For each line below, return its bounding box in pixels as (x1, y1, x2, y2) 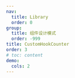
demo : (6, 57, 19, 63)
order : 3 (6, 47, 28, 53)
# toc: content (6, 52, 43, 58)
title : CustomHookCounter (6, 42, 69, 48)
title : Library (11, 14, 49, 20)
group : (6, 25, 22, 31)
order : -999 (11, 36, 41, 42)
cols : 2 (11, 63, 30, 69)
